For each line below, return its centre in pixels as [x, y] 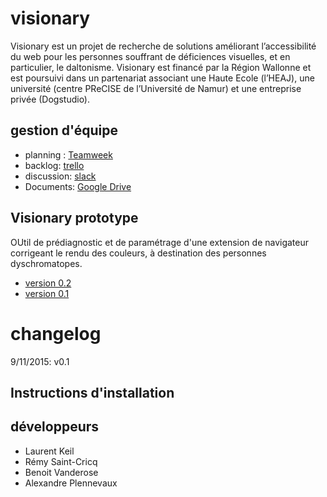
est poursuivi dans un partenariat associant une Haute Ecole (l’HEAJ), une [162, 78]
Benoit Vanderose [61, 472]
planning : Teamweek [68, 154]
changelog [56, 333]
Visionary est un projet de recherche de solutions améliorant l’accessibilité [163, 46]
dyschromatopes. [46, 263]
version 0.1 [47, 293]
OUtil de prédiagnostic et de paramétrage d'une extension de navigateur [160, 242]
